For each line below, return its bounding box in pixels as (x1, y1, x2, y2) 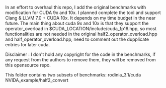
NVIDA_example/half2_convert (5, 77, 69, 83)
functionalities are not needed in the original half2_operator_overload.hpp (5, 31, 157, 37)
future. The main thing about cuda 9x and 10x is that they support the (5, 20, 149, 26)
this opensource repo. (5, 62, 51, 68)
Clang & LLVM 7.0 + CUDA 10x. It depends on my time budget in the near (5, 15, 156, 21)
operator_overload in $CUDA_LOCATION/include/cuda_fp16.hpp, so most (5, 26, 157, 32)
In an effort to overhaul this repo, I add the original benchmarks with (5, 5, 146, 10)
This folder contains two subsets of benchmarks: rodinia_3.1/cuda (5, 72, 141, 77)
